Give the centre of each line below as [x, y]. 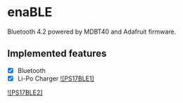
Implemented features [57, 54]
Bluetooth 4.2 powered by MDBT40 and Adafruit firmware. [92, 32]
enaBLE [30, 12]
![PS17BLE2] [25, 92]
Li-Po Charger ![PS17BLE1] [56, 78]
